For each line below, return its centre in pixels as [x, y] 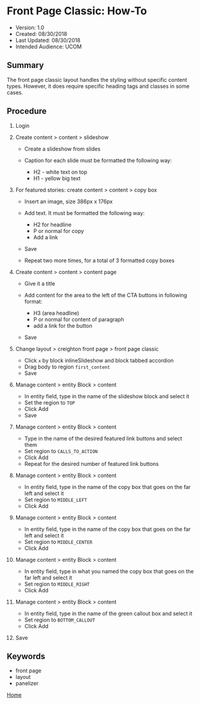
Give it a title [40, 283]
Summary [25, 65]
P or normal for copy [59, 230]
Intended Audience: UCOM [49, 47]
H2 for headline [52, 225]
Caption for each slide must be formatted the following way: [98, 160]
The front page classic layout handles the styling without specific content [97, 79]
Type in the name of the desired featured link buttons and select [103, 438]
